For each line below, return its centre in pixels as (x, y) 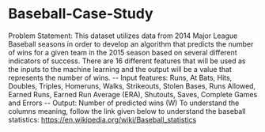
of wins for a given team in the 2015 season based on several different (123, 52)
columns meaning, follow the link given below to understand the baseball (127, 111)
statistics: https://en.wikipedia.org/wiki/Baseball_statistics (102, 119)
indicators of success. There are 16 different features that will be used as (127, 61)
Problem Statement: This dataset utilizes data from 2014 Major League (123, 36)
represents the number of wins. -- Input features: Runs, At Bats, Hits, (120, 77)
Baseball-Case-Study (81, 14)
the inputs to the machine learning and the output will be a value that (120, 69)
